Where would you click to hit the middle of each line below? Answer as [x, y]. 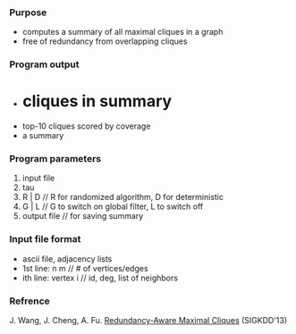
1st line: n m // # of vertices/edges [85, 268]
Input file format [45, 239]
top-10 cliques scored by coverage [86, 126]
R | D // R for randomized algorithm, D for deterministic [123, 197]
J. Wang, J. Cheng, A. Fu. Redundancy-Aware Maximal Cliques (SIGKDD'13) [148, 321]
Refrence [30, 301]
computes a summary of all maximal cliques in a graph [123, 32]
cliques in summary [97, 101]
